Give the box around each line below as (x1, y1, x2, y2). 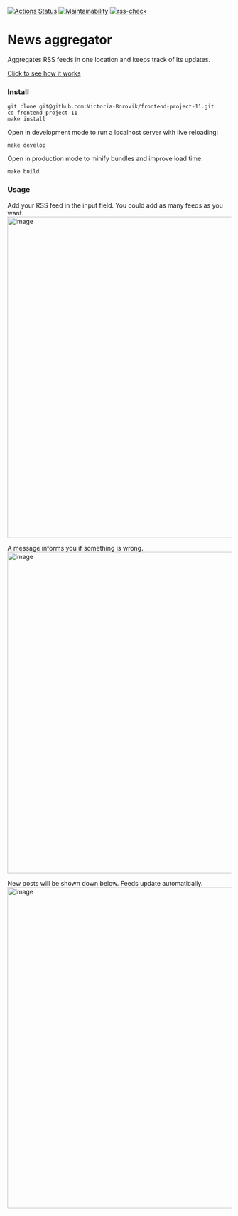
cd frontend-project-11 (7, 109, 78, 117)
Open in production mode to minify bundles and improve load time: (7, 154, 204, 163)
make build (7, 168, 40, 175)
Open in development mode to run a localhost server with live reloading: (7, 128, 219, 137)
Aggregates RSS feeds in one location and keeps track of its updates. (7, 55, 211, 63)
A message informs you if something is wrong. (7, 543, 144, 552)
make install (7, 116, 46, 123)
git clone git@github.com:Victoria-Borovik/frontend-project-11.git (7, 103, 215, 111)
